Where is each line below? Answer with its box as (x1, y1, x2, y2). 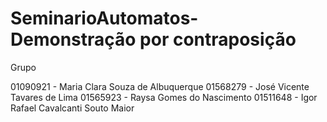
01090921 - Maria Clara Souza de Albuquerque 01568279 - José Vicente (10, 80, 310, 92)
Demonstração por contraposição (10, 28, 297, 51)
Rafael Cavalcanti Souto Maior (10, 102, 135, 114)
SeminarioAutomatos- (10, 7, 199, 30)
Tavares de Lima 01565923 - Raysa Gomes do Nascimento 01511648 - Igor (10, 91, 318, 103)
